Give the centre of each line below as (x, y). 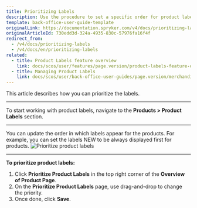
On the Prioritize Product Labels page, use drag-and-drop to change (98, 187)
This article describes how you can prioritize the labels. (73, 94)
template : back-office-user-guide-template (60, 22)
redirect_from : (25, 39)
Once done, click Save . (43, 199)
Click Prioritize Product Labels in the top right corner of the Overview (100, 174)
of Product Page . (35, 180)
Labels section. (25, 117)
